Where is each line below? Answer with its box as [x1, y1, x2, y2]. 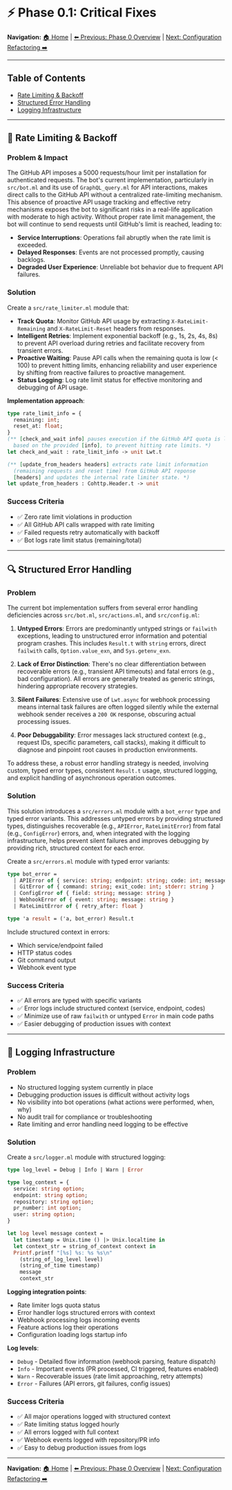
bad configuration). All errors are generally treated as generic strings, [17, 675, 215, 683]
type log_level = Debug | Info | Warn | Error [7, 1167, 144, 1173]
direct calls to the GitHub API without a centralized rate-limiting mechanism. [7, 190, 223, 199]
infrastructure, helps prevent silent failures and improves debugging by [7, 836, 209, 844]
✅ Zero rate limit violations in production [17, 513, 133, 521]
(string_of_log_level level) [19, 1256, 104, 1263]
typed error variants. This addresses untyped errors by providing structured [7, 814, 223, 822]
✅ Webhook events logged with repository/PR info [17, 1436, 160, 1444]
